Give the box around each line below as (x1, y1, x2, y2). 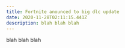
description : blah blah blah (6, 20, 79, 26)
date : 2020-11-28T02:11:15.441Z (6, 14, 87, 20)
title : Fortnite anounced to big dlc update (6, 8, 120, 15)
